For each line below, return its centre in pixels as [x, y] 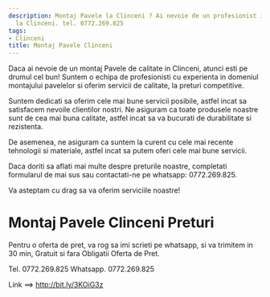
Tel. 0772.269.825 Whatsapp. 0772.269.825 [82, 269]
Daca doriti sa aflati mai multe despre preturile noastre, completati [118, 166]
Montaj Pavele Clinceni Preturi [111, 223]
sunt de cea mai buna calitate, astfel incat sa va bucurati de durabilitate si [130, 118]
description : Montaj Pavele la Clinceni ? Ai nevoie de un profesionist [133, 16]
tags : [17, 31]
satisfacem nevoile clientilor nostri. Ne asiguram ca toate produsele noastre [133, 110]
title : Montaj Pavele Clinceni [61, 46]
